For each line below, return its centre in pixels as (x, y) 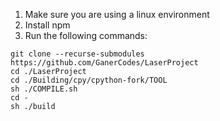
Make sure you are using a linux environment (117, 14)
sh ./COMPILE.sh (44, 89)
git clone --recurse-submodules (77, 54)
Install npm (47, 25)
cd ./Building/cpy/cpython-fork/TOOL (89, 80)
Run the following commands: (86, 35)
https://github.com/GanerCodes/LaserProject (104, 63)
